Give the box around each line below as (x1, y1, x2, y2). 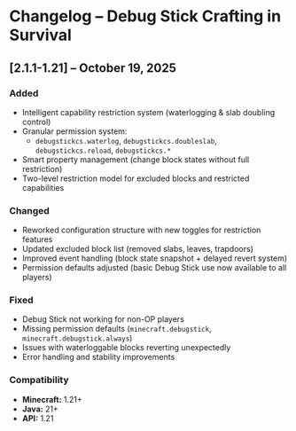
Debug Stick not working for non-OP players (21, 314, 184, 325)
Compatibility (9, 374, 69, 387)
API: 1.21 (21, 412, 54, 423)
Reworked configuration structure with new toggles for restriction (21, 224, 261, 236)
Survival (9, 25, 73, 45)
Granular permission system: (21, 126, 128, 137)
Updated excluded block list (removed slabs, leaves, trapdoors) (21, 244, 254, 255)
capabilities (21, 182, 65, 192)
